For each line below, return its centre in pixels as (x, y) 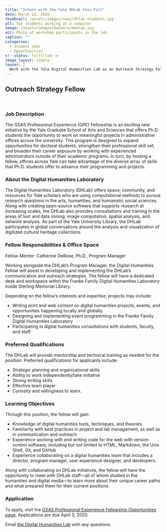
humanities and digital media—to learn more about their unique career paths (83, 481)
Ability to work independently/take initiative (56, 375)
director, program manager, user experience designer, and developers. (84, 461)
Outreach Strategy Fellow (45, 89)
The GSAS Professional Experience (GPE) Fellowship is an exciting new (78, 125)
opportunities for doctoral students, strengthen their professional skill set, (80, 146)
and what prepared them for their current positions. (57, 486)
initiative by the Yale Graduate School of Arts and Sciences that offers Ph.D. (82, 130)
